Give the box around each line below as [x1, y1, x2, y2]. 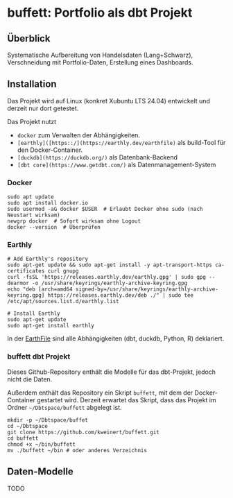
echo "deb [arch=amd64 [7, 286, 73, 293]
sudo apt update [7, 194, 54, 200]
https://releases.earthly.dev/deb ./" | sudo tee [47, 292, 194, 299]
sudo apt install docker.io [7, 200, 89, 207]
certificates [7, 268, 45, 275]
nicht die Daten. [7, 375, 53, 383]
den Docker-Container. [17, 146, 83, 154]
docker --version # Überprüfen [7, 224, 101, 231]
